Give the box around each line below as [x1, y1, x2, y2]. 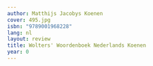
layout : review [7, 36, 51, 43]
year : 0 [7, 49, 30, 56]
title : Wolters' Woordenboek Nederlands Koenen [7, 42, 147, 49]
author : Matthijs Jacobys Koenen [7, 10, 103, 17]
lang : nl [7, 29, 32, 36]
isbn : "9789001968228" [7, 23, 72, 30]
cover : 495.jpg [7, 16, 51, 23]
